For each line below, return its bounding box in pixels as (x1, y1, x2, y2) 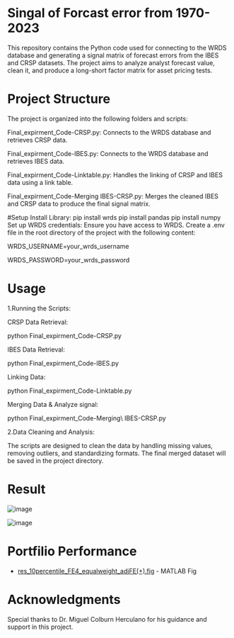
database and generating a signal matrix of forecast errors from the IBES (7, 51, 219, 60)
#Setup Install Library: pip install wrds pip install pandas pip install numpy (7, 213, 221, 221)
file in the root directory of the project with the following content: (7, 228, 196, 237)
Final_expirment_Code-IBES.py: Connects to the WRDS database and (7, 149, 209, 157)
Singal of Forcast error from (7, 5, 173, 21)
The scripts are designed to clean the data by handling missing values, (7, 441, 213, 449)
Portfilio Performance (7, 543, 137, 559)
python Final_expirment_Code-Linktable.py (7, 386, 132, 395)
